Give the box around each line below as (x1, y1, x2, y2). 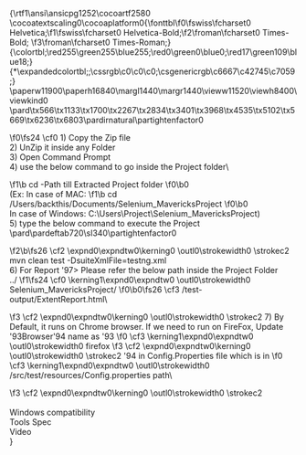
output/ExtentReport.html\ (9, 294, 108, 304)
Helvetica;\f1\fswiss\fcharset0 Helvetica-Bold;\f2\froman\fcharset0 (9, 27, 260, 37)
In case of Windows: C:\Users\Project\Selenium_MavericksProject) (9, 208, 260, 218)
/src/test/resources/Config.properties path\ (9, 370, 173, 380)
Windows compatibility (9, 407, 96, 418)
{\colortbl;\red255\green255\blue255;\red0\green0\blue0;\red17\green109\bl (9, 47, 298, 58)
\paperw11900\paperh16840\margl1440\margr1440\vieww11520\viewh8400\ (9, 86, 298, 96)
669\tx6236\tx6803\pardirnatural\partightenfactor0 (9, 114, 204, 125)
